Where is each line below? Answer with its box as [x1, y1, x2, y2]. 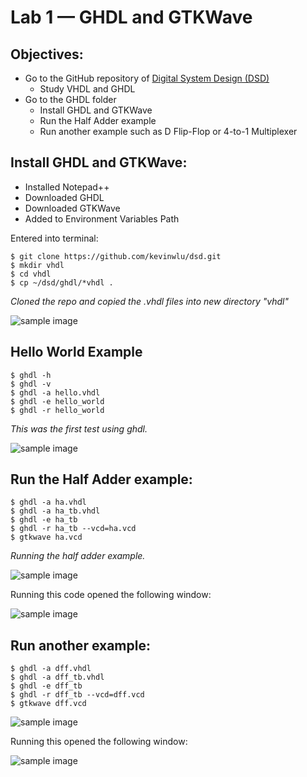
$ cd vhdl [10, 269, 52, 279]
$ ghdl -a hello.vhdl [10, 387, 101, 398]
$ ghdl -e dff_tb [10, 681, 83, 691]
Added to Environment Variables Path [24, 212, 180, 225]
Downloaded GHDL [24, 191, 105, 203]
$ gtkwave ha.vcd [10, 532, 83, 543]
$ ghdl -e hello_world [10, 396, 105, 406]
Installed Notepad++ [24, 181, 110, 193]
